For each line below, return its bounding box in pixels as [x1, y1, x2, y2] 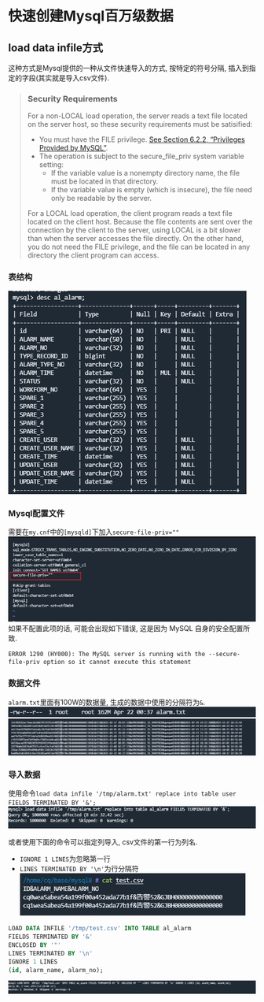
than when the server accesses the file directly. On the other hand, [27, 234, 244, 243]
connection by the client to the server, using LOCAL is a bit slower [27, 225, 241, 235]
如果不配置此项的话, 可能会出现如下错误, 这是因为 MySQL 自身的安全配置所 [8, 624, 251, 633]
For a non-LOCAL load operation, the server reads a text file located [27, 111, 247, 121]
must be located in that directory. [50, 176, 159, 186]
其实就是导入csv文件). [38, 73, 110, 83]
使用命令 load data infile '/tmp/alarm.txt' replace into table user [8, 789, 237, 798]
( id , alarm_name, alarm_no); [8, 966, 104, 974]
